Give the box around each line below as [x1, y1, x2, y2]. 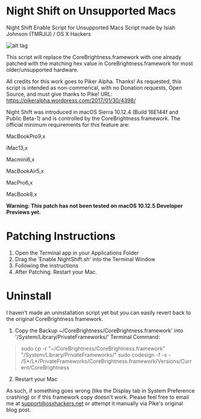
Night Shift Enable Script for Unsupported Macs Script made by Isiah [6, 24, 175, 31]
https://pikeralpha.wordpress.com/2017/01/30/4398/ [6, 97, 136, 104]
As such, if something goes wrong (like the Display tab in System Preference [6, 387, 195, 394]
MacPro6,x [6, 179, 33, 186]
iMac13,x [6, 144, 28, 151]
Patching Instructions [6, 230, 115, 243]
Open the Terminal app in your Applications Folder [14, 249, 139, 256]
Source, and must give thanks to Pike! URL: [6, 90, 112, 97]
